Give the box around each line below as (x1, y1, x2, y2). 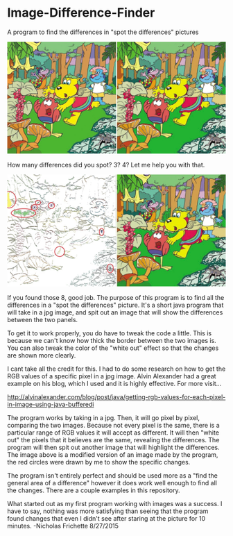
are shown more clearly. (7, 351, 76, 359)
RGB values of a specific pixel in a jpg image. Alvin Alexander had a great (7, 371, 216, 380)
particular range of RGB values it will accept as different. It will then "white (7, 428, 220, 437)
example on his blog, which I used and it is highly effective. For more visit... (7, 379, 222, 387)
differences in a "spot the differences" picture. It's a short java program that (7, 301, 224, 309)
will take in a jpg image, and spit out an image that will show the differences (7, 308, 223, 317)
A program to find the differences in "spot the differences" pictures (7, 28, 199, 36)
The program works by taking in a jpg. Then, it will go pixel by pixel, (7, 413, 200, 421)
